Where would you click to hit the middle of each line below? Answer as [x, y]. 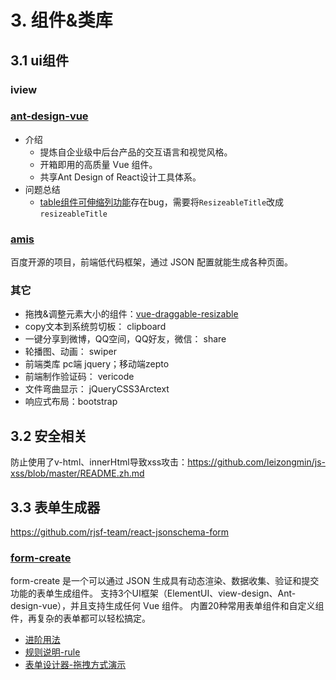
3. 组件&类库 [61, 20]
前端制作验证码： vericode [79, 377]
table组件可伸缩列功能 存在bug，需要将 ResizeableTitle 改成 [162, 202]
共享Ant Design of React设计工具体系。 [120, 177]
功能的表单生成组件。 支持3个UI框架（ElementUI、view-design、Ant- [153, 593]
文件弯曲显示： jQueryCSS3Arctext [97, 389]
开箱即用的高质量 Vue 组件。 [98, 164]
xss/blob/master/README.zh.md [77, 473]
